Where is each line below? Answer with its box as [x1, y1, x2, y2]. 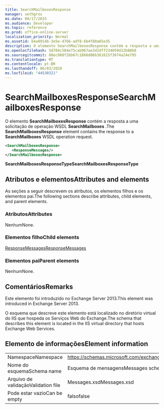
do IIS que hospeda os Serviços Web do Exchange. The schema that [5, 315, 142, 321]
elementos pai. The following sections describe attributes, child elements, [5, 193, 152, 199]
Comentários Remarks [5, 283, 73, 291]
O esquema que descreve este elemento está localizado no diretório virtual [5, 310, 156, 316]
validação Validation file [7, 382, 61, 389]
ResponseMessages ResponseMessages [5, 245, 86, 251]
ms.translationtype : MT [5, 57, 54, 62]
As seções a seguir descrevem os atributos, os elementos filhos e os [5, 188, 143, 194]
